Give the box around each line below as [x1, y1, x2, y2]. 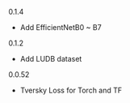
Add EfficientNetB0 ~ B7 [19, 23, 103, 32]
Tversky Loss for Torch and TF [19, 85, 123, 95]
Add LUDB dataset [19, 54, 82, 63]
